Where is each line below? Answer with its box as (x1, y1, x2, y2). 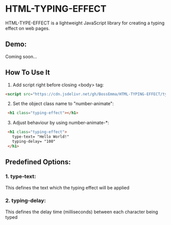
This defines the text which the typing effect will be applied (5, 184, 130, 190)
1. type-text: (5, 173, 37, 180)
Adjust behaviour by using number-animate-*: (12, 120, 109, 126)
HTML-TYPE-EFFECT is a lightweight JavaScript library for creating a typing (5, 20, 165, 26)
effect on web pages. (5, 25, 50, 31)
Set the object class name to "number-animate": (12, 101, 114, 107)
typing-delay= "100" (12, 139, 56, 144)
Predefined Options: (5, 158, 71, 167)
